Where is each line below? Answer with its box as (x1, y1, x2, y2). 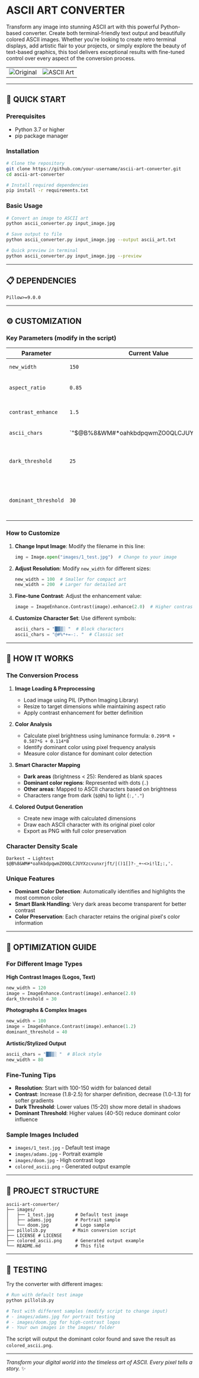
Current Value (128, 349, 169, 358)
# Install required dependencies (6, 182, 89, 188)
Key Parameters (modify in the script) (6, 333, 117, 342)
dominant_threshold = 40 (6, 1029, 68, 1035)
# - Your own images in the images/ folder (6, 1325, 115, 1331)
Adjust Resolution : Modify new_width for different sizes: (14, 565, 151, 572)
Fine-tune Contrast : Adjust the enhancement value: (14, 593, 142, 600)
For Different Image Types (6, 960, 83, 968)
